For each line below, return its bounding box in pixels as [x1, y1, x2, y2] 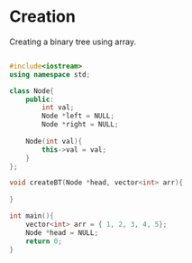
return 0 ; [25, 237, 63, 246]
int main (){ [9, 211, 54, 221]
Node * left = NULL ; [41, 111, 115, 121]
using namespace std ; [9, 70, 91, 79]
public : [25, 95, 54, 104]
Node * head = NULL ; [25, 228, 99, 237]
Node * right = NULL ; [41, 120, 119, 129]
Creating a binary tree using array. [9, 36, 137, 47]
